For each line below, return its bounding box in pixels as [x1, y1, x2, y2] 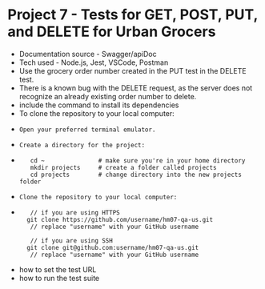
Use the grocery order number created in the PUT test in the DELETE [18, 66, 247, 75]
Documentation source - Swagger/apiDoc [18, 49, 157, 58]
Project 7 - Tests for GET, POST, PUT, [7, 6, 258, 24]
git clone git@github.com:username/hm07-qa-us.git [26, 243, 199, 251]
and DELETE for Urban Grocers [7, 22, 216, 41]
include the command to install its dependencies [18, 100, 179, 110]
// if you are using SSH [30, 236, 113, 245]
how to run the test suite [18, 273, 100, 283]
